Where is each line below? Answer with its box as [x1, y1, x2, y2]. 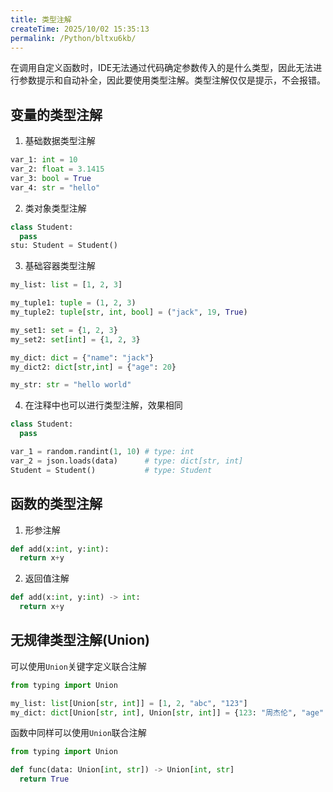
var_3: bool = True [10, 173, 92, 183]
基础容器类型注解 [24, 260, 96, 272]
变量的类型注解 [10, 106, 103, 123]
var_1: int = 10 [10, 155, 78, 165]
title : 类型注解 [10, 14, 72, 25]
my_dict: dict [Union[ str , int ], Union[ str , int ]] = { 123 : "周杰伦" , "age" [10, 707, 325, 718]
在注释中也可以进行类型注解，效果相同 [24, 399, 183, 411]
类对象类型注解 [24, 202, 87, 214]
